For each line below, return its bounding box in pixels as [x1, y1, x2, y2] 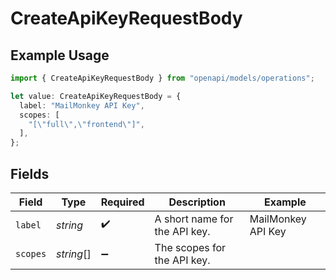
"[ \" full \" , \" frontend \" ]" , [28, 119, 145, 129]
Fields [10, 165, 50, 182]
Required [100, 195, 145, 209]
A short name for [154, 212, 234, 226]
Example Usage [10, 47, 110, 64]
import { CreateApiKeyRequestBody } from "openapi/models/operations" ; [10, 73, 315, 83]
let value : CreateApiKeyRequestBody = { [10, 91, 182, 101]
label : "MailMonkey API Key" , [19, 100, 145, 111]
